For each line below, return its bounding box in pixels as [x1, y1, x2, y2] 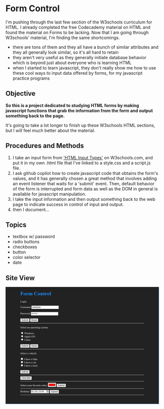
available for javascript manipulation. [12, 191, 87, 197]
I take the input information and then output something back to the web [12, 196, 156, 202]
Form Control [5, 3, 60, 14]
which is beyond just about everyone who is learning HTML [12, 60, 132, 65]
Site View [5, 274, 35, 282]
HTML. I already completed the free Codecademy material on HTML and [5, 24, 150, 30]
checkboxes [12, 244, 37, 250]
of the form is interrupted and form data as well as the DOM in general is [12, 186, 158, 192]
